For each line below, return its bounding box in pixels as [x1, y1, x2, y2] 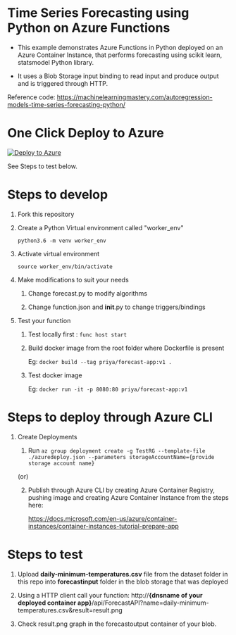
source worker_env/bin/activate [17, 263, 113, 270]
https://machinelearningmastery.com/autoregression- [56, 93, 213, 101]
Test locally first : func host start [27, 329, 128, 339]
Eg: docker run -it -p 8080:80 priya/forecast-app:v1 [27, 384, 188, 393]
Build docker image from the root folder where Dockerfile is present [27, 344, 225, 352]
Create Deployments [17, 432, 77, 441]
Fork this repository [17, 210, 75, 218]
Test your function [17, 316, 71, 325]
